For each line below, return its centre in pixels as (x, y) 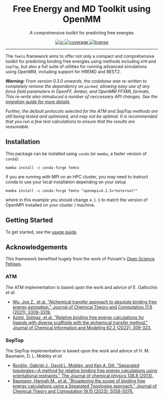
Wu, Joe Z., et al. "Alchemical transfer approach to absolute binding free (84, 302)
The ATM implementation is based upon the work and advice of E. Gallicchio (81, 287)
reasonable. (17, 126)
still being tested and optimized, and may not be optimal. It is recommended (81, 116)
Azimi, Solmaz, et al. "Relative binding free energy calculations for (78, 317)
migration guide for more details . (38, 102)
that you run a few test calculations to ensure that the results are (70, 121)
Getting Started (29, 220)
